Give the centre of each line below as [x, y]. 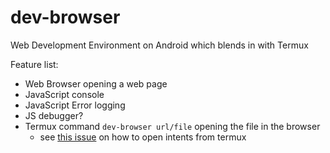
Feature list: [34, 64]
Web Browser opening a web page [96, 83]
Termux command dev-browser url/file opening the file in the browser [172, 126]
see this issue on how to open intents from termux [143, 137]
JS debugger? [54, 115]
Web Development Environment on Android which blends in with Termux [159, 45]
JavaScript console [64, 94]
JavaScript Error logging [75, 105]
